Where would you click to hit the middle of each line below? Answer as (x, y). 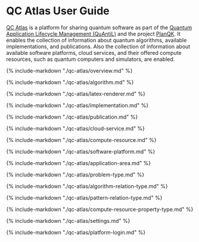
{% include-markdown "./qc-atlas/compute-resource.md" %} (81, 140)
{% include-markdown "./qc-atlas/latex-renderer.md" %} (76, 94)
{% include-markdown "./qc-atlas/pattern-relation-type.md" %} (84, 197)
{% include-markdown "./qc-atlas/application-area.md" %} (79, 163)
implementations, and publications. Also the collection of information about (98, 46)
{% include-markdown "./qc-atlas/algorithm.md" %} (70, 82)
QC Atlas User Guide (58, 11)
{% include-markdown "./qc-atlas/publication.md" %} (72, 117)
